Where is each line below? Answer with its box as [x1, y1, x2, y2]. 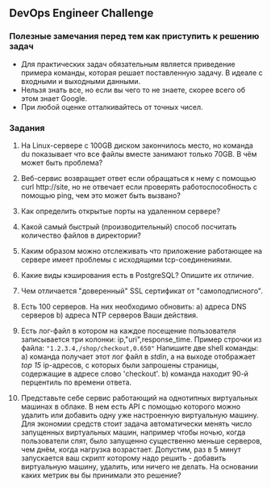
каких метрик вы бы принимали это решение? [20, 470, 181, 480]
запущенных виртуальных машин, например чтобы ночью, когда [20, 427, 246, 437]
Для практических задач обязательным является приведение [20, 59, 236, 69]
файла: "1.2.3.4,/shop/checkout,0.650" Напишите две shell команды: [20, 343, 259, 352]
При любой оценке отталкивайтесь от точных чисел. [20, 102, 204, 111]
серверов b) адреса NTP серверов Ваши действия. [20, 310, 198, 320]
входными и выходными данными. [20, 76, 141, 86]
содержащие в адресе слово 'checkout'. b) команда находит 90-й [20, 368, 249, 378]
